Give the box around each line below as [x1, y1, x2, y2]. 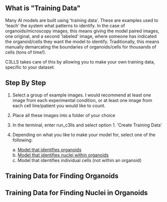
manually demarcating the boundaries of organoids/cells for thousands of [5, 43, 157, 49]
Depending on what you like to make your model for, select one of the [12, 131, 156, 137]
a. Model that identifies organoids [12, 146, 82, 152]
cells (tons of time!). [5, 49, 46, 55]
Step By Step [5, 78, 46, 87]
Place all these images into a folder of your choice [12, 112, 116, 118]
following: [12, 137, 33, 143]
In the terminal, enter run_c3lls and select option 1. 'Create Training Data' [12, 122, 162, 128]
